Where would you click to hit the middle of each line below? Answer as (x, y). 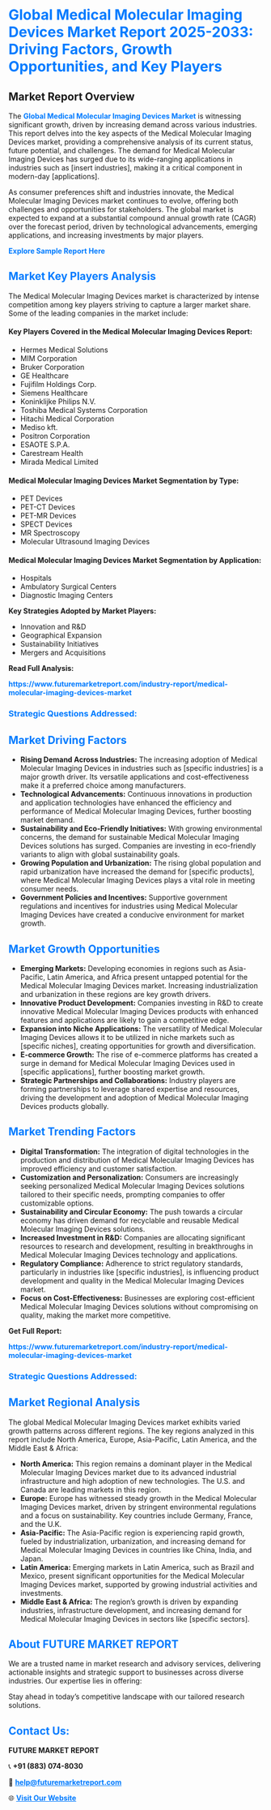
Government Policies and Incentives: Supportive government (124, 897)
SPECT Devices (46, 524)
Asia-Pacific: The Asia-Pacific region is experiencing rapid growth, (132, 1533)
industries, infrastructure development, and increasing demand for (131, 1610)
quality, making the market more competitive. (95, 1315)
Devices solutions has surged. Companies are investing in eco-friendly (138, 846)
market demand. (47, 820)
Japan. (32, 1558)
